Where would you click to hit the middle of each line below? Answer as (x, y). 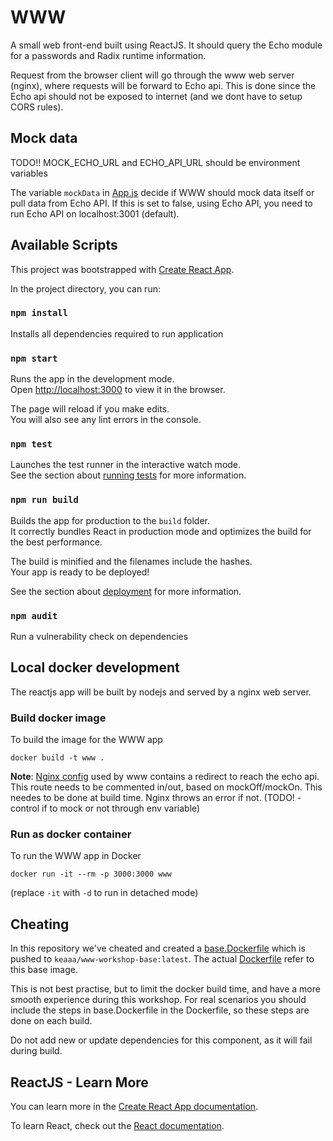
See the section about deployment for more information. (126, 591)
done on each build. (51, 1021)
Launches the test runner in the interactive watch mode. (126, 465)
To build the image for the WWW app (86, 740)
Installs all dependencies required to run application (117, 333)
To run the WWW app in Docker (76, 856)
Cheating (40, 924)
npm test (31, 444)
